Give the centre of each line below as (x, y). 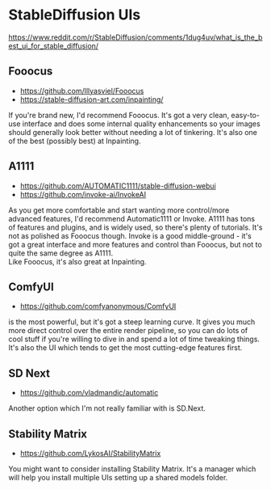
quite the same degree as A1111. (61, 253)
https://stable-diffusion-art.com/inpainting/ (92, 99)
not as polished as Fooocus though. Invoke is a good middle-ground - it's (130, 235)
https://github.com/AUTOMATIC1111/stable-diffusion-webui (118, 186)
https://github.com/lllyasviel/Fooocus (82, 91)
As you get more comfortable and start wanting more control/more (119, 210)
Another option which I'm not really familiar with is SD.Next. (107, 408)
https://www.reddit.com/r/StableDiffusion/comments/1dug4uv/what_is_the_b (135, 37)
